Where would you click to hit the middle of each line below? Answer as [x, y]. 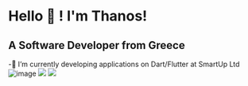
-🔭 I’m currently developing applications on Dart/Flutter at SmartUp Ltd [124, 64]
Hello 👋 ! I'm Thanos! [78, 16]
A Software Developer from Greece [97, 45]
